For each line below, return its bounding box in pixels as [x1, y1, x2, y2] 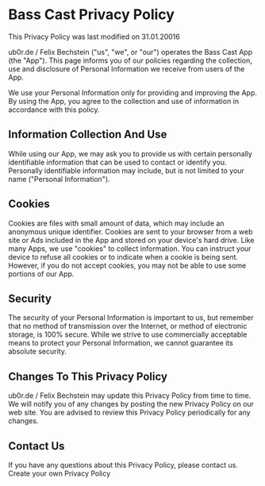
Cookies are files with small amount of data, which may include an [8, 218, 225, 228]
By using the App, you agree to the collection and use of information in [8, 96, 240, 106]
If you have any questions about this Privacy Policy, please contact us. [8, 461, 238, 469]
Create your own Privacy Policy [8, 469, 111, 478]
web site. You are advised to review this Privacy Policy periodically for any [8, 407, 252, 418]
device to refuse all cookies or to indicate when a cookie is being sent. [8, 252, 239, 261]
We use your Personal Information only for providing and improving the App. [8, 87, 258, 97]
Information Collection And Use [8, 128, 167, 141]
